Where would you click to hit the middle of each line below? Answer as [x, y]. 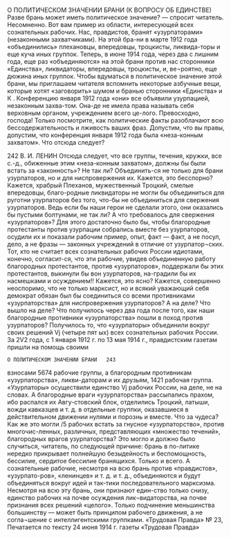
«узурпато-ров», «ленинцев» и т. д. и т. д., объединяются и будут [104, 476]
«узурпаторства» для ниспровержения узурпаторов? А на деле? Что [109, 303]
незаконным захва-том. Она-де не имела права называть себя [101, 106]
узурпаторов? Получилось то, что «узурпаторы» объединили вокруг [109, 325]
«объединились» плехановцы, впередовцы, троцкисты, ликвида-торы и [114, 47]
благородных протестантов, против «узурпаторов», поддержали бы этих [115, 266]
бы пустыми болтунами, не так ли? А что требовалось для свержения [111, 215]
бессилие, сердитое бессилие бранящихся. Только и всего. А [99, 461]
